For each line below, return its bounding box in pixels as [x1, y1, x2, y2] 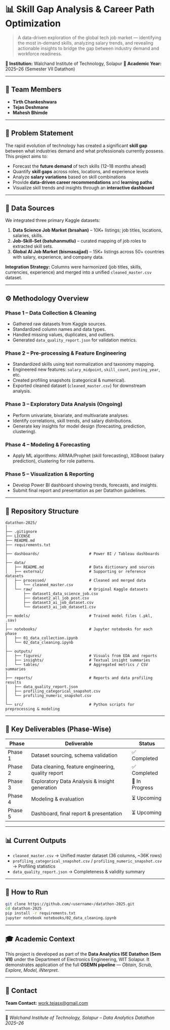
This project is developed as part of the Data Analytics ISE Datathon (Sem [5, 950, 161, 957]
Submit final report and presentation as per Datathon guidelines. [12, 487, 147, 493]
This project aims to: [5, 153, 48, 159]
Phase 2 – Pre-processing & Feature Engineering [5, 350, 126, 357]
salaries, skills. [12, 233, 44, 239]
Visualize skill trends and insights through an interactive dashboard [12, 184, 154, 190]
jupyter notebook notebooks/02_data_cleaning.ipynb [5, 915, 116, 921]
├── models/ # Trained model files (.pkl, [5, 614, 153, 619]
